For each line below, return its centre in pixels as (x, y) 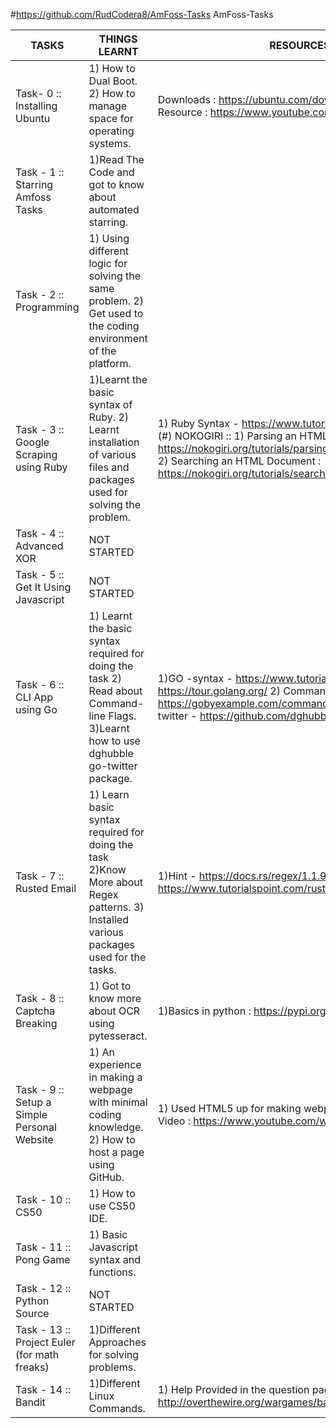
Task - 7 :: (40, 876)
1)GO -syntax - (195, 678)
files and (109, 467)
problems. (112, 1367)
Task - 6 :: (40, 684)
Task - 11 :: (43, 1247)
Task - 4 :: (40, 533)
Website (34, 1139)
